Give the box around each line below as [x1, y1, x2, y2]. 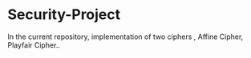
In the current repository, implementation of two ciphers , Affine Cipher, [7, 32, 244, 41]
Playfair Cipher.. [7, 40, 61, 49]
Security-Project [7, 6, 121, 24]
